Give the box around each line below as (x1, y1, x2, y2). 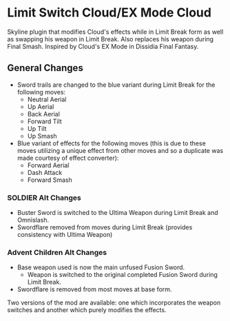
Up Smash (27, 132, 57, 140)
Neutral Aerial (27, 95, 67, 103)
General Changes (7, 62, 84, 74)
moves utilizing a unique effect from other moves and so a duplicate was (17, 146, 224, 154)
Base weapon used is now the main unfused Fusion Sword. (17, 263, 185, 271)
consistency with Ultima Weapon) (17, 231, 113, 239)
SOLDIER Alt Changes (7, 193, 81, 203)
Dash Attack (27, 168, 63, 176)
